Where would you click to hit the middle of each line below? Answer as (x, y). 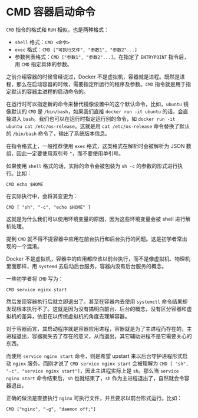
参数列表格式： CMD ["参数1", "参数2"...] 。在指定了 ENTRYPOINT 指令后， (102, 57)
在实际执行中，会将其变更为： (42, 196)
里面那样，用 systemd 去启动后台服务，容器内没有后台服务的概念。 (86, 266)
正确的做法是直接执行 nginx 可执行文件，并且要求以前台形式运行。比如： (94, 398)
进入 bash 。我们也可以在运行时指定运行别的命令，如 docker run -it (93, 119)
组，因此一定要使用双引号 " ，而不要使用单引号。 (65, 153)
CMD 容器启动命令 (51, 12)
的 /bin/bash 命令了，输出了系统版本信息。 (58, 133)
